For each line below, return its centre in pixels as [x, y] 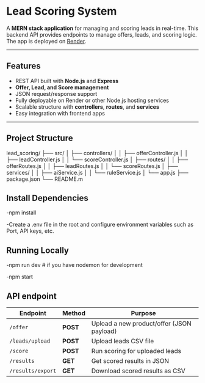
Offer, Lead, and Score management [62, 87]
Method [74, 313]
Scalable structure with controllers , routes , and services [87, 107]
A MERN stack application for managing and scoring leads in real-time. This [103, 28]
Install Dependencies [47, 198]
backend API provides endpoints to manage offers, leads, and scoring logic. [102, 34]
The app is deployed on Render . [46, 41]
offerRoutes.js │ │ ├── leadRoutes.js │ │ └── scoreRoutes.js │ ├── [92, 166]
